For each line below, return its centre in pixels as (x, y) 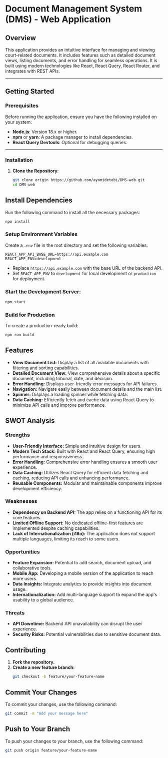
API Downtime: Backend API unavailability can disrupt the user (77, 624)
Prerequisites (22, 106)
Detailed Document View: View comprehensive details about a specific (86, 373)
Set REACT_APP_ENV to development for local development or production (84, 273)
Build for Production (30, 315)
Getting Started (30, 91)
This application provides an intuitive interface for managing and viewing (80, 50)
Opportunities (22, 552)
